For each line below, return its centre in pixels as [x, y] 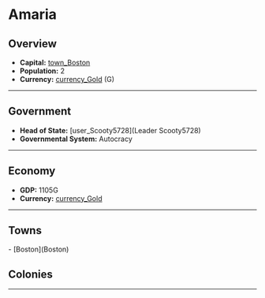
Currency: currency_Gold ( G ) [67, 79]
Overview [33, 44]
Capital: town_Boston [55, 62]
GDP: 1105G [39, 190]
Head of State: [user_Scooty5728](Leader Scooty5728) [110, 130]
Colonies [31, 274]
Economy [32, 171]
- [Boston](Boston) [39, 249]
